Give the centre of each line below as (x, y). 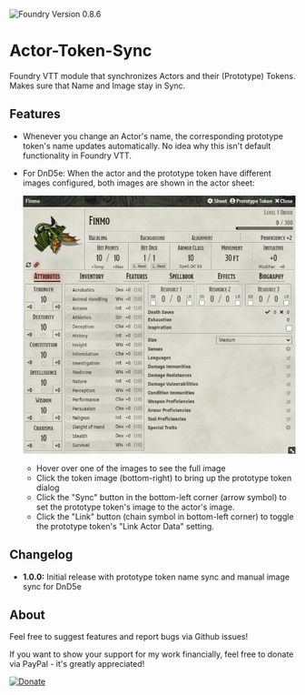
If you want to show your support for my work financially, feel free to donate (152, 654)
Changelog (41, 555)
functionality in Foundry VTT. (77, 156)
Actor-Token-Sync (81, 51)
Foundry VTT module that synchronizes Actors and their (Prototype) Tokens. (152, 76)
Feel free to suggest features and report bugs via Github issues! (128, 637)
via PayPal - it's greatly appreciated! (77, 664)
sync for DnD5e (52, 586)
